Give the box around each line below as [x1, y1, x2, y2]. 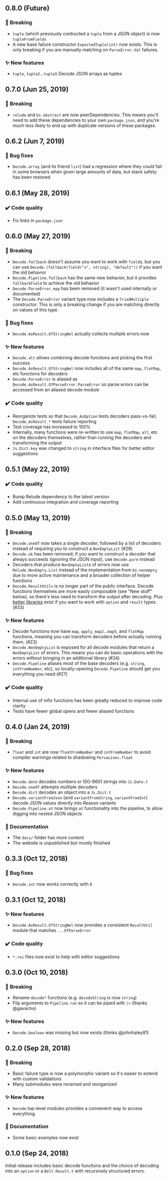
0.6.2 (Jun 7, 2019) [5, 137, 65, 145]
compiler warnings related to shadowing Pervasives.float [12, 754, 133, 760]
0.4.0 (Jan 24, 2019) [5, 722, 70, 731]
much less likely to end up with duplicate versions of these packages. [12, 122, 156, 128]
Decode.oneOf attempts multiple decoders [12, 783, 98, 790]
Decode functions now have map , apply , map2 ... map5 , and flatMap [12, 628, 144, 635]
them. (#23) [12, 639, 38, 645]
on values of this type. [12, 306, 59, 312]
